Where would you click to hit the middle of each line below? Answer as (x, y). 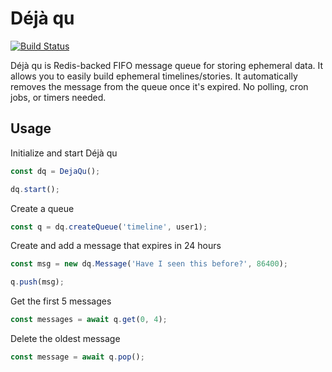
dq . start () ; (35, 189)
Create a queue (42, 208)
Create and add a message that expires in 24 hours (116, 246)
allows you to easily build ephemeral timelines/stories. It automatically (154, 76)
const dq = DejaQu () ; (55, 171)
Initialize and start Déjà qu (64, 153)
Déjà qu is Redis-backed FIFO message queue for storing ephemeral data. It (167, 65)
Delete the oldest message (65, 338)
